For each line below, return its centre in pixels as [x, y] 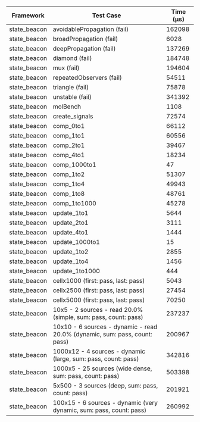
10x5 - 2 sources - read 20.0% [98, 310]
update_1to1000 [76, 271]
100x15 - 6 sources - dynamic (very [105, 403]
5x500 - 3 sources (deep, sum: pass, [105, 385]
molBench [67, 107]
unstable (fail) [72, 97]
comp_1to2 [69, 174]
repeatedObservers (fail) [87, 78]
